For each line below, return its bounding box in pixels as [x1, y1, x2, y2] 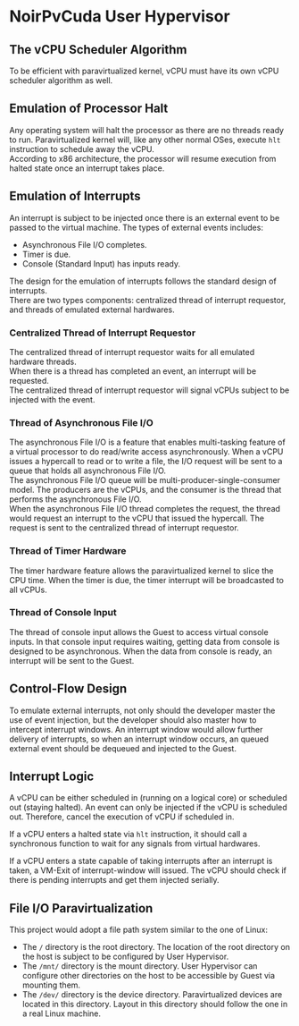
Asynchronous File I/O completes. [21, 239, 147, 250]
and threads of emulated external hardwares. [9, 304, 176, 315]
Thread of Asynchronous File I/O [9, 416, 154, 428]
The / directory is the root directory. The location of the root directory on [21, 942, 290, 953]
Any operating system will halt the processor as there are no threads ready [9, 124, 284, 135]
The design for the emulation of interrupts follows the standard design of [9, 276, 277, 286]
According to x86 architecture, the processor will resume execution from [9, 153, 277, 164]
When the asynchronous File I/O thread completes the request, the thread [9, 504, 281, 514]
